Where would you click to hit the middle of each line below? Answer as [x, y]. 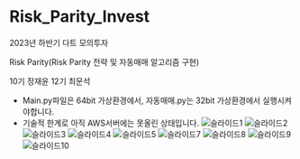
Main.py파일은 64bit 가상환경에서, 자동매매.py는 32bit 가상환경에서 [141, 100]
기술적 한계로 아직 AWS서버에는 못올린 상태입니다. [111, 123]
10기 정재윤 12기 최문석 [50, 81]
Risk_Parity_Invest [80, 17]
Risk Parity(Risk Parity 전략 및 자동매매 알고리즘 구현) [105, 61]
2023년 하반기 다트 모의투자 [59, 42]
